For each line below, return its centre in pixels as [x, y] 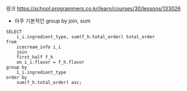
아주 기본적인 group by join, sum [52, 21]
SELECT [14, 32]
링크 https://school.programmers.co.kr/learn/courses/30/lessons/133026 [93, 8]
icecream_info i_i [39, 47]
